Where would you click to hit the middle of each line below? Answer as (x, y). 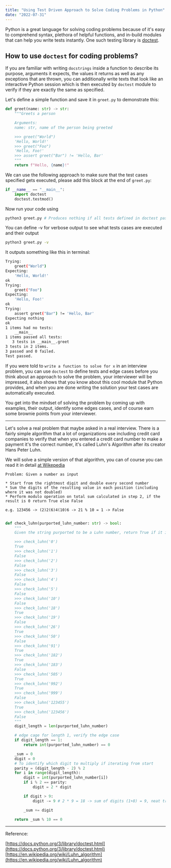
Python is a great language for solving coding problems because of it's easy (85, 29)
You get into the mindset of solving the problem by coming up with (75, 403)
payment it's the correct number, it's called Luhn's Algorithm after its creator (85, 444)
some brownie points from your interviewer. (51, 413)
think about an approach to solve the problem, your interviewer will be (79, 376)
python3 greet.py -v (27, 243)
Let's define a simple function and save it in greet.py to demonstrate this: (82, 100)
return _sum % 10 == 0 (38, 819)
